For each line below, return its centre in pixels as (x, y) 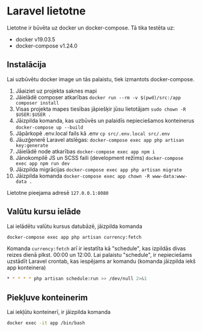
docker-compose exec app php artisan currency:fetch (74, 237)
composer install (37, 103)
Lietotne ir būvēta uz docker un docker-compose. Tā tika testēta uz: (91, 28)
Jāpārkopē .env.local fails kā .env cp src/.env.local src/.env (93, 133)
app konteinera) (26, 268)
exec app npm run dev (42, 164)
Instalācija (27, 65)
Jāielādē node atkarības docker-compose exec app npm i (85, 151)
